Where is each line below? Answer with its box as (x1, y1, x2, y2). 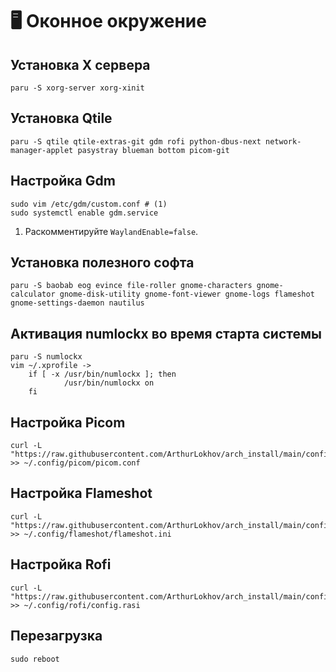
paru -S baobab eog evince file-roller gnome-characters (10, 281, 253, 291)
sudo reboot (10, 654, 60, 664)
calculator (10, 289, 56, 300)
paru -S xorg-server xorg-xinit (10, 83, 145, 93)
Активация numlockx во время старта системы (10, 325, 322, 342)
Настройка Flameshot (10, 485, 153, 502)
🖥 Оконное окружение (10, 10, 207, 33)
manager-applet (10, 145, 74, 155)
